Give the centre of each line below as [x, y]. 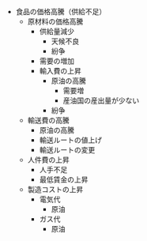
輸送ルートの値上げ [71, 140]
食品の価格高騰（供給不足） [61, 11]
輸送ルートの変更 [67, 150]
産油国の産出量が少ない [101, 100]
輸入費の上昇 [60, 71]
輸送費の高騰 [48, 120]
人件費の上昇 [48, 160]
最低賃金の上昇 [64, 179]
